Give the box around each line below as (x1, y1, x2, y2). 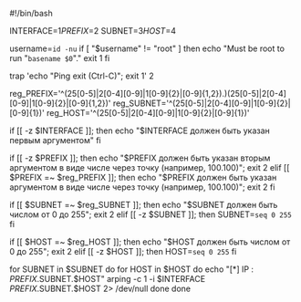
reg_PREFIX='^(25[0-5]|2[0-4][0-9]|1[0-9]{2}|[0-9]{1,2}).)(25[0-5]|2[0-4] (9, 89, 287, 99)
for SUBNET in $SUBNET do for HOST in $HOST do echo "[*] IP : (9, 264, 254, 275)
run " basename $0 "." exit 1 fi (9, 53, 110, 63)
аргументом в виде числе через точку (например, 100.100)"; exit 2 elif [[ (9, 162, 290, 172)
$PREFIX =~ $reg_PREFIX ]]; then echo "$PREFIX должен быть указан (9, 172, 277, 182)
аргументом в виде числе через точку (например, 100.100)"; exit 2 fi (9, 182, 275, 193)
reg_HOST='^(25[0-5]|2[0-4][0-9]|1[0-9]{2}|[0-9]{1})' (47, 108, 250, 118)
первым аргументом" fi (9, 135, 102, 145)
